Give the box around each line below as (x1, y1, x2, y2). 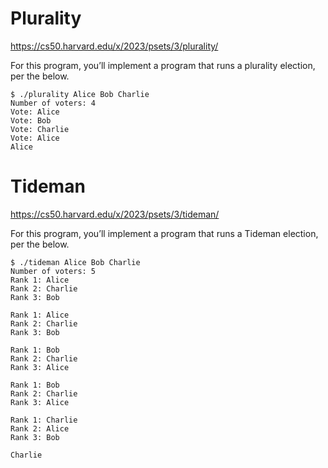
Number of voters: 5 (10, 266, 97, 276)
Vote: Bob (10, 115, 52, 126)
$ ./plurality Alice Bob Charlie (10, 89, 150, 99)
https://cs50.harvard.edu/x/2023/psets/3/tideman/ (10, 208, 220, 220)
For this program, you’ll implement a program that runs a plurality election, (10, 59, 316, 71)
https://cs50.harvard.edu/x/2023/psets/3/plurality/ (10, 40, 219, 52)
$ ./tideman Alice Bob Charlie (10, 257, 141, 267)
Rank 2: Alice (10, 423, 70, 434)
